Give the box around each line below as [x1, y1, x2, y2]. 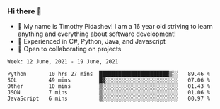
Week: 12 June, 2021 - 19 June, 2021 [7, 58, 119, 65]
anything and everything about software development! [17, 30, 176, 38]
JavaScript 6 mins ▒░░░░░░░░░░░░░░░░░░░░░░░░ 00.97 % [7, 95, 211, 103]
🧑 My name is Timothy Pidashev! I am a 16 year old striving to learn [17, 23, 214, 31]
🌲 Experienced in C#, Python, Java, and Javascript [17, 37, 166, 46]
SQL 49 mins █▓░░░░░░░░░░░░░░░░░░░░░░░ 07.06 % [7, 77, 211, 84]
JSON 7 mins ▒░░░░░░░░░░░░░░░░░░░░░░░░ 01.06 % [7, 89, 211, 96]
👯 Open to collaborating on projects [17, 45, 122, 53]
